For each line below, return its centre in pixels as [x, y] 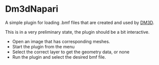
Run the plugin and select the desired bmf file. [59, 57]
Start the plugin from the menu [43, 46]
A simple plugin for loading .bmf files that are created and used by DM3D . [80, 22]
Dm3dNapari [32, 9]
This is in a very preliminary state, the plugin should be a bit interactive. [78, 32]
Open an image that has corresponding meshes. [61, 41]
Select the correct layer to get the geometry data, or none [71, 52]
